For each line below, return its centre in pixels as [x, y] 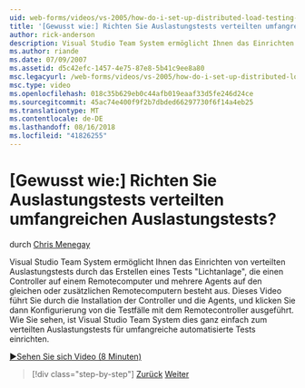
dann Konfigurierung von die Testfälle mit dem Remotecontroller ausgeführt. [152, 310]
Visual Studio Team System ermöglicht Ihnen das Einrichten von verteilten [148, 262]
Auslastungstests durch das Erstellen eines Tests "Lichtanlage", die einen [147, 271]
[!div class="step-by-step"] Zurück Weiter [110, 373]
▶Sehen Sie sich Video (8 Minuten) [76, 356]
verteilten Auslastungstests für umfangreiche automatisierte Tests [133, 329]
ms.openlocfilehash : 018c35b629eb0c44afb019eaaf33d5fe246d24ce [132, 93]
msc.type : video [40, 85]
